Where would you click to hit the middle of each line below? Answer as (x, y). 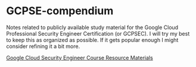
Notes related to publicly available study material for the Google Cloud (92, 27)
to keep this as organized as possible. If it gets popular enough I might (92, 40)
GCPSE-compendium (60, 11)
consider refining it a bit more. (43, 46)
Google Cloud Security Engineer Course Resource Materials (80, 58)
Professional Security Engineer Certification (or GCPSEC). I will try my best (98, 33)
